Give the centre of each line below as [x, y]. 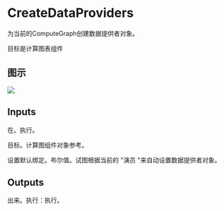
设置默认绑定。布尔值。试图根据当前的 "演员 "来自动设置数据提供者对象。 [114, 159]
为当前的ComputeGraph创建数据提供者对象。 [73, 33]
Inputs [22, 112]
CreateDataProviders [71, 13]
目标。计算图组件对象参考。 [48, 145]
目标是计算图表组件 [35, 48]
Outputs [26, 182]
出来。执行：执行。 [35, 200]
